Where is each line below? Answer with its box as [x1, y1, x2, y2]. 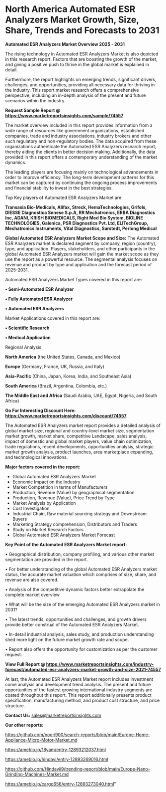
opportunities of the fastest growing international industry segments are [5, 687, 153, 693]
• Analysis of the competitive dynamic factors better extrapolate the [5, 586, 145, 592]
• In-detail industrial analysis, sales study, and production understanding [5, 631, 154, 637]
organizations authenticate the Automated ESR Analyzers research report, [5, 143, 157, 149]
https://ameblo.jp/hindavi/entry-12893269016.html [5, 756, 108, 762]
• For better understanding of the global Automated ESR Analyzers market [5, 566, 157, 572]
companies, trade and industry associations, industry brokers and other [5, 133, 152, 139]
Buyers [12, 516, 27, 522]
